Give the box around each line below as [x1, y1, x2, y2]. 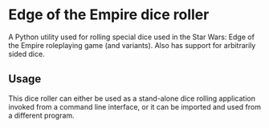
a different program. [8, 110, 75, 120]
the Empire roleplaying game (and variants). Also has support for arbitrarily [8, 40, 256, 50]
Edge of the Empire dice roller [8, 6, 210, 24]
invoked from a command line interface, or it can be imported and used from [8, 102, 262, 111]
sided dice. [8, 49, 46, 58]
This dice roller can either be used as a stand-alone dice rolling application [8, 94, 255, 103]
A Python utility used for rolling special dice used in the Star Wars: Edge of [8, 32, 255, 42]
